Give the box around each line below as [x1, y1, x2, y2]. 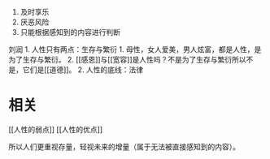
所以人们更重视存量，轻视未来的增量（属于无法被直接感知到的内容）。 [8, 141, 240, 152]
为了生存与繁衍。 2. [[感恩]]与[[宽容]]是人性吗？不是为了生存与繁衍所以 [8, 55, 246, 64]
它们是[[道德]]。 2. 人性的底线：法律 [22, 65, 144, 75]
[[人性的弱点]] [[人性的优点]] [8, 124, 103, 134]
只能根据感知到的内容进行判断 [20, 28, 120, 37]
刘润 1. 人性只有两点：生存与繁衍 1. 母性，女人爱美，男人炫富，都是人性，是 [8, 45, 262, 54]
